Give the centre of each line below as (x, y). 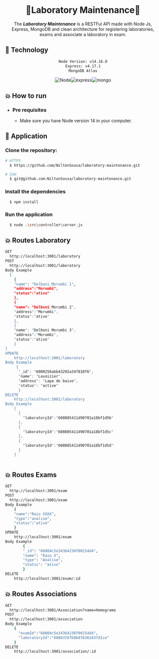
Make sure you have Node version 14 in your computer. (76, 121)
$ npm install (24, 202)
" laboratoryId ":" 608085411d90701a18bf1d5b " (68, 418)
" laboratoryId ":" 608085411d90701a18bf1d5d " (68, 446)
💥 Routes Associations (41, 594)
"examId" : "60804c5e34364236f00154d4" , (58, 633)
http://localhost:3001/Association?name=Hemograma (63, 610)
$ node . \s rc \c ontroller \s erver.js (46, 225)
